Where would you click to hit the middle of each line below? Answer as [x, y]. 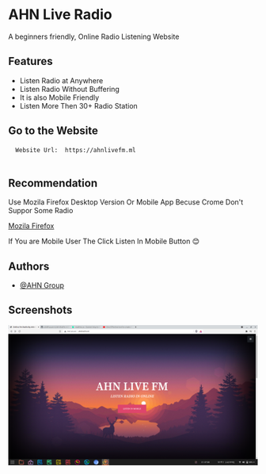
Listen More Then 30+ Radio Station [79, 105]
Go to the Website [53, 131]
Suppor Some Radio [41, 211]
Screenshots [40, 310]
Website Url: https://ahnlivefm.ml [76, 150]
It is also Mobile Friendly [59, 97]
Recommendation [53, 183]
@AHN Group [42, 285]
